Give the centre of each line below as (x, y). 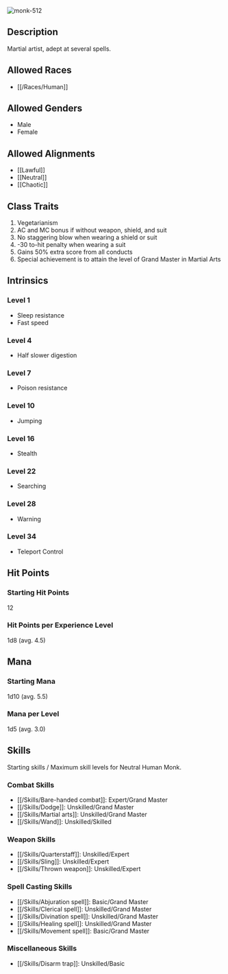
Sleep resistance (41, 315)
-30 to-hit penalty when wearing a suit (71, 245)
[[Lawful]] (31, 170)
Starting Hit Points (38, 593)
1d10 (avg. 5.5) (27, 696)
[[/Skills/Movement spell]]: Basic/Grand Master (83, 931)
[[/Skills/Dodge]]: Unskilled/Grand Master (76, 807)
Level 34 (22, 536)
